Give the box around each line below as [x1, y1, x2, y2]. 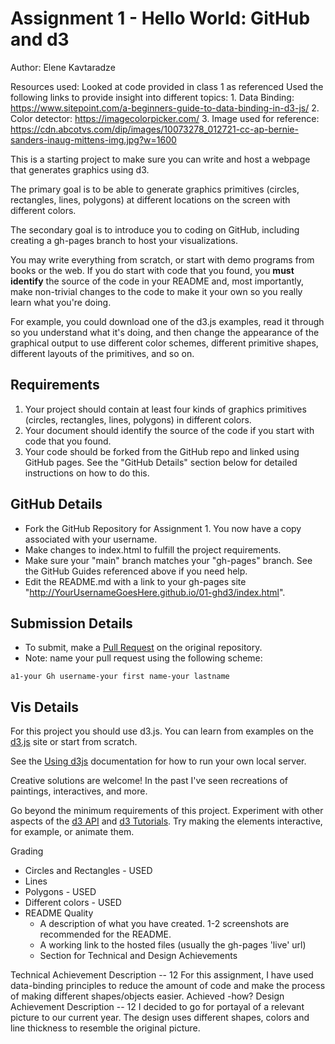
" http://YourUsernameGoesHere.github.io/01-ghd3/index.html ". [24, 586, 286, 598]
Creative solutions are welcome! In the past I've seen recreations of [10, 775, 288, 787]
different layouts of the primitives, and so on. [10, 347, 195, 359]
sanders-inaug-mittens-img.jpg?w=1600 [10, 133, 177, 146]
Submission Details [10, 615, 133, 632]
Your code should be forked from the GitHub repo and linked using [24, 445, 300, 457]
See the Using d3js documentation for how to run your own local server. [10, 755, 307, 767]
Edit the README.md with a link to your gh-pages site [24, 575, 247, 587]
